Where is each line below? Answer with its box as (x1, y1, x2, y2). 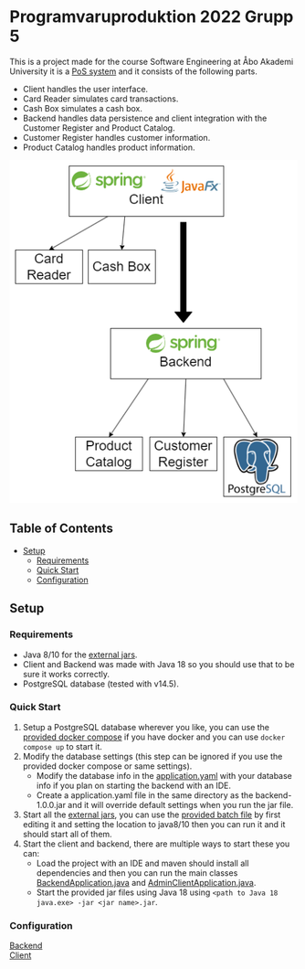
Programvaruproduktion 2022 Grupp (9, 6, 294, 27)
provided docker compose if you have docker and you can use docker (22, 731, 286, 742)
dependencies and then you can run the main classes (36, 867, 238, 878)
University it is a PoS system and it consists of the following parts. (9, 66, 258, 77)
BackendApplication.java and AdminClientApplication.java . (36, 877, 257, 888)
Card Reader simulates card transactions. (22, 93, 179, 104)
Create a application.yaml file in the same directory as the (36, 789, 254, 801)
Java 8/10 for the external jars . (22, 649, 138, 660)
